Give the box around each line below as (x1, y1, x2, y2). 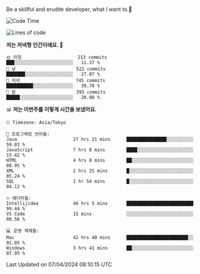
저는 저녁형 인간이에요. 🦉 (6, 41, 64, 48)
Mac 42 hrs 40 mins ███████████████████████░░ (6, 234, 194, 240)
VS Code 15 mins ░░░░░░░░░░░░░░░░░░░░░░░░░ (6, 211, 194, 217)
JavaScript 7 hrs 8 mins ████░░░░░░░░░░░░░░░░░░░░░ (6, 147, 194, 153)
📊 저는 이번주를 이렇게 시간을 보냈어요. (6, 106, 97, 113)
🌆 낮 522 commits (6, 66, 106, 72)
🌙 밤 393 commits (6, 89, 106, 95)
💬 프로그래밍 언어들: (6, 131, 50, 137)
